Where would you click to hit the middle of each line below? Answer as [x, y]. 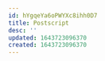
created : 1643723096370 [48, 45]
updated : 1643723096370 [48, 38]
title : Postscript [39, 23]
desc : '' [23, 30]
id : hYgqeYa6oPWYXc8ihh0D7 [53, 15]
